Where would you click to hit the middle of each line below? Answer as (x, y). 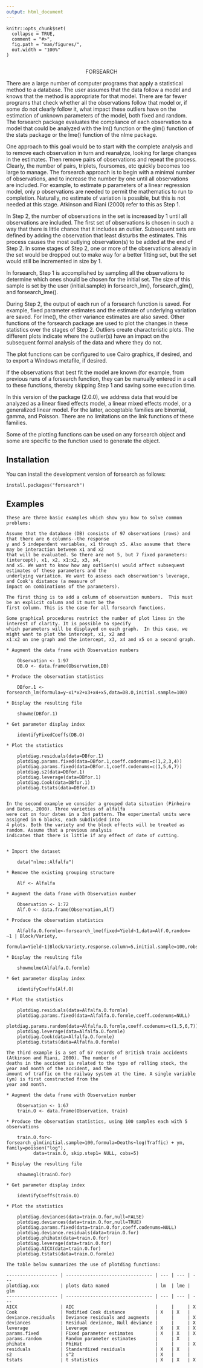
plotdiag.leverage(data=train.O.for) (65, 1244)
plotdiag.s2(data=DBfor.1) (51, 772)
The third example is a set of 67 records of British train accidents (97, 1053)
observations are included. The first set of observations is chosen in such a (100, 222)
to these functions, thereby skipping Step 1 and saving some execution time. (101, 385)
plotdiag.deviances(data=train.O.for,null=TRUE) (79, 1222)
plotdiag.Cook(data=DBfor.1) (54, 783)
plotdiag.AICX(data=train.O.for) (59, 1249)
